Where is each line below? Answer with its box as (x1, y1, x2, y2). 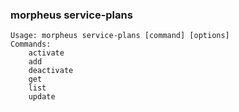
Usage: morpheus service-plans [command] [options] (10, 31, 230, 41)
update (28, 92, 56, 102)
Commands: (10, 39, 52, 50)
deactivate (28, 66, 74, 76)
